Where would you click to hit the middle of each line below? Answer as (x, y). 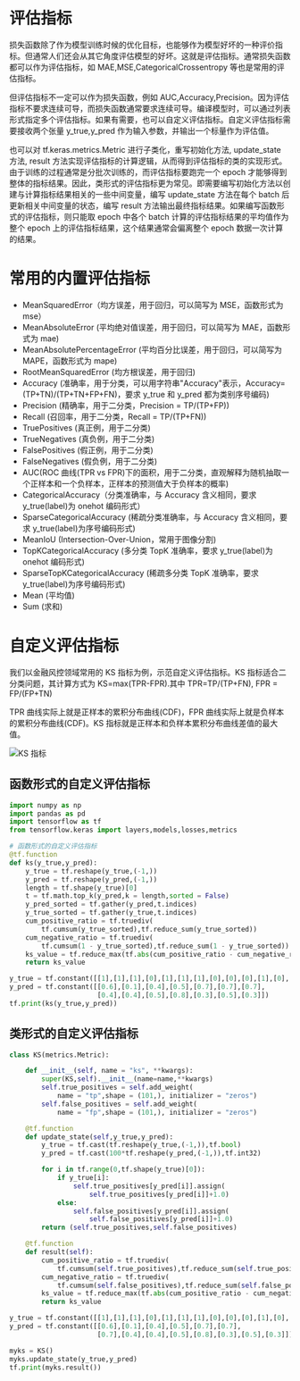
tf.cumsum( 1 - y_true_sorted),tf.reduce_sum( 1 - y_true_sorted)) (166, 946)
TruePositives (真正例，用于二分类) (87, 427)
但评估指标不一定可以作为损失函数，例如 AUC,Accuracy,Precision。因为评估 (150, 97)
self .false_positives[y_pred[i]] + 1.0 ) (161, 1219)
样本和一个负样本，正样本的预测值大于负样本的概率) (133, 483)
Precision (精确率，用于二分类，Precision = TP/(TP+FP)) (126, 405)
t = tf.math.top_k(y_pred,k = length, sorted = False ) (127, 896)
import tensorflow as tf (55, 822)
